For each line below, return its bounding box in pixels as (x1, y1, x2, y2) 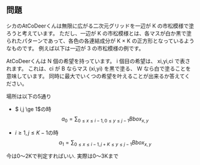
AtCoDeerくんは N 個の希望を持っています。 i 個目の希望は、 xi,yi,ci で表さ (6, 57, 190, 64)
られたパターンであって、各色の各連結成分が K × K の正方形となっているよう (6, 37, 195, 44)
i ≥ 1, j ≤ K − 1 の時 (14, 129, 59, 136)
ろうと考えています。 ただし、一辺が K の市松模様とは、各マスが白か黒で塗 (6, 29, 192, 37)
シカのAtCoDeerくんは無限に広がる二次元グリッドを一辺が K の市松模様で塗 (6, 22, 195, 29)
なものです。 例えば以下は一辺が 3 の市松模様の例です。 (6, 44, 144, 52)
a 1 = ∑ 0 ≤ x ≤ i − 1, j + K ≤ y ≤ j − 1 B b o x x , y (59, 139, 151, 148)
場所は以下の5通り (6, 92, 52, 100)
